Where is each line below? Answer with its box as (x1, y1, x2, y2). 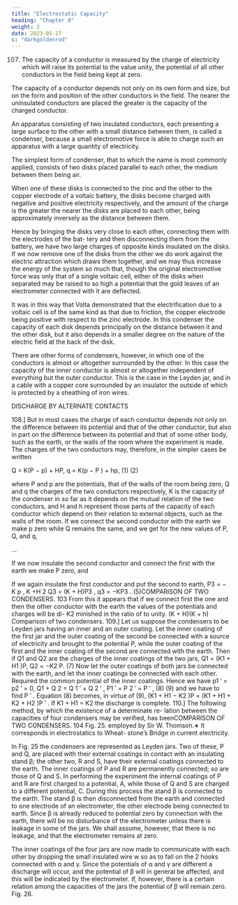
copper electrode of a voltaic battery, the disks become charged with (11, 192, 211, 200)
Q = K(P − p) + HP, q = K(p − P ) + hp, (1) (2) (11, 466, 139, 475)
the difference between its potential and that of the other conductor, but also (11, 423, 232, 431)
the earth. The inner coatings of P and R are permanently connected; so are (11, 764, 229, 773)
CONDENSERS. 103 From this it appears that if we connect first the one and (11, 595, 229, 603)
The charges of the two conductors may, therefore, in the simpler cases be (11, 445, 227, 454)
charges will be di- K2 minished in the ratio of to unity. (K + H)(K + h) (11, 610, 209, 618)
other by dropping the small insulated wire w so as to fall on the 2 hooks (11, 853, 218, 861)
